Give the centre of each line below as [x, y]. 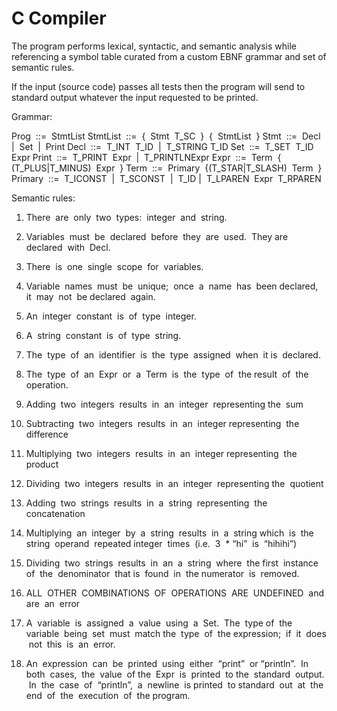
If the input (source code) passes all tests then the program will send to [158, 86]
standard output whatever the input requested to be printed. [135, 97]
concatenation [55, 513]
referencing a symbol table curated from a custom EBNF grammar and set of [169, 56]
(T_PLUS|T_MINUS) [51, 168]
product [42, 464]
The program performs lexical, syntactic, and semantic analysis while [154, 46]
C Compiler [59, 18]
